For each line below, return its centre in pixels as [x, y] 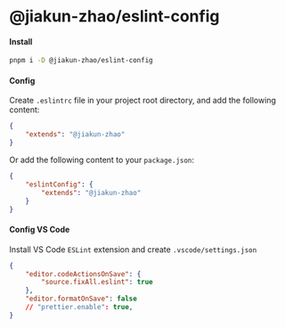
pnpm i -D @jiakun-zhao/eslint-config [81, 61]
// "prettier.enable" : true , [79, 307]
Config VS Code [40, 230]
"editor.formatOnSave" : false [81, 299]
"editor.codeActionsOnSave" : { [83, 274]
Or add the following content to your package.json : [102, 160]
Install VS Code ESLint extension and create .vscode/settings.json [133, 249]
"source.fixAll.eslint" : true [97, 283]
